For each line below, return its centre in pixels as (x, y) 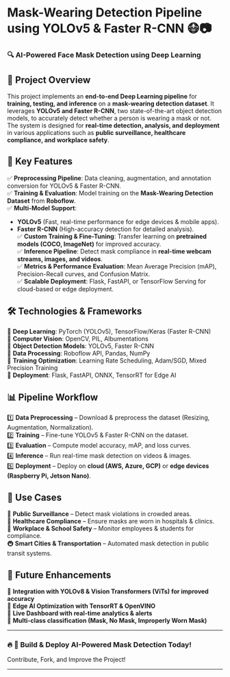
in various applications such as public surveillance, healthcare (97, 132)
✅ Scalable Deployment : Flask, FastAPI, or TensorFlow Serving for (112, 281)
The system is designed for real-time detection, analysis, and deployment (114, 125)
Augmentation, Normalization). (50, 428)
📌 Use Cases (35, 497)
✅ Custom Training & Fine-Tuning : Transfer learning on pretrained (112, 236)
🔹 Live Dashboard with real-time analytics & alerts (80, 613)
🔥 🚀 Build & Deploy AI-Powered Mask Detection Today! (99, 644)
